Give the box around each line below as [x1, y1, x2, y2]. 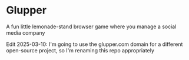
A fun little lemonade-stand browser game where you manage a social [6, 23, 177, 30]
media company [6, 29, 45, 36]
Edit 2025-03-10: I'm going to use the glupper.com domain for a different [6, 41, 183, 48]
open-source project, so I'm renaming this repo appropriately [6, 46, 155, 54]
